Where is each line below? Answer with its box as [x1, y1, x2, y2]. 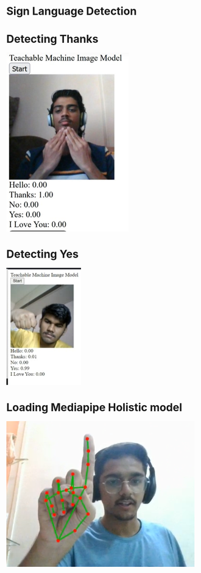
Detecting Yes [6, 247, 79, 261]
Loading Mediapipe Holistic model [6, 401, 183, 414]
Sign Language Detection [6, 4, 137, 18]
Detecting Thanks [6, 32, 99, 46]
